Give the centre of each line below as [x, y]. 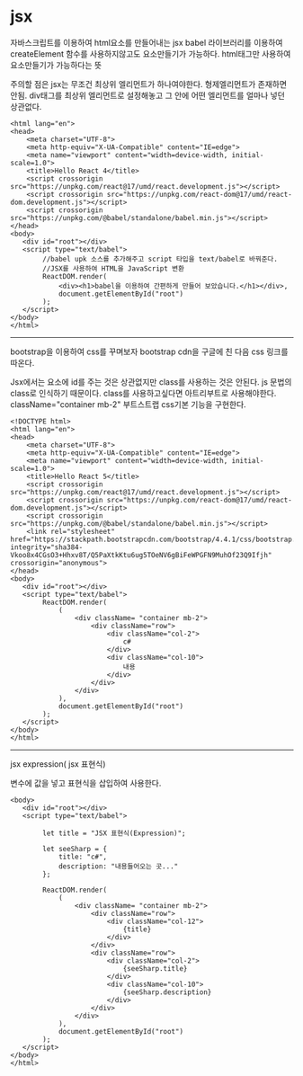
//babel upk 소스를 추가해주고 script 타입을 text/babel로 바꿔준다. [160, 259]
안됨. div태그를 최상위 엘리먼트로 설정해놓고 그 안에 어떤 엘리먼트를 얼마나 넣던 [148, 95]
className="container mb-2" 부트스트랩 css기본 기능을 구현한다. [128, 404]
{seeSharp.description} [167, 992]
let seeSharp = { [75, 849]
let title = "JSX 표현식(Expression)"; [115, 833]
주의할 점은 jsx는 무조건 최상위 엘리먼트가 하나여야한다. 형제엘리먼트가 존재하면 [148, 84]
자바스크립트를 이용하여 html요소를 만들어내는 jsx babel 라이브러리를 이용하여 [147, 42]
